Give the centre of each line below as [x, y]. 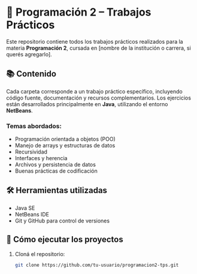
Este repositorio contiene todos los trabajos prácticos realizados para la [95, 41]
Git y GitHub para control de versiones [62, 221]
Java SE [25, 208]
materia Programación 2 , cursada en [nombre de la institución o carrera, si [99, 48]
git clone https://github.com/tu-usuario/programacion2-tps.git [97, 265]
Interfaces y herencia [41, 158]
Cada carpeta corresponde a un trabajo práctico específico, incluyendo [94, 91]
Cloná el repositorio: [40, 254]
